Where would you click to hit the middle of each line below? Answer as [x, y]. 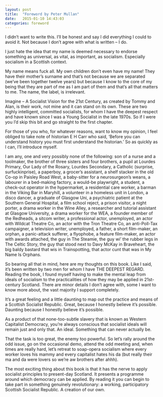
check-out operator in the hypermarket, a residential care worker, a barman [81, 187]
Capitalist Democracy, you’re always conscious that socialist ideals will [76, 325]
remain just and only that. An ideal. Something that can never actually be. [78, 329]
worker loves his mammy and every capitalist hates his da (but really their [79, 354]
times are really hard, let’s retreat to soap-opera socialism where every [76, 349]
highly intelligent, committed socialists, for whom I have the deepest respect [81, 112]
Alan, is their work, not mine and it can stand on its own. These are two [76, 107]
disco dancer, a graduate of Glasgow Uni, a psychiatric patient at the [74, 198]
